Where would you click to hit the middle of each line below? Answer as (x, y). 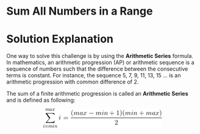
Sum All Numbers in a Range (80, 11)
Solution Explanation (60, 39)
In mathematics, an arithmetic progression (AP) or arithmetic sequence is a (100, 63)
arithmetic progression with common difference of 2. (73, 82)
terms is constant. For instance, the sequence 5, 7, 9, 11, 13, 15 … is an (94, 76)
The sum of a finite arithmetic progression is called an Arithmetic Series (97, 94)
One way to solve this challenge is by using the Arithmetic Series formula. (100, 56)
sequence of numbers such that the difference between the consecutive (97, 69)
